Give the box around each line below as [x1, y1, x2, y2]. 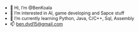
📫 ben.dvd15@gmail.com [9, 21, 63, 27]
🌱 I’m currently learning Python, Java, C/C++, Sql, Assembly [9, 15, 134, 21]
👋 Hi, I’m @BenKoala [9, 5, 52, 10]
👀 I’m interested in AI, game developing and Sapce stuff [9, 10, 124, 16]
